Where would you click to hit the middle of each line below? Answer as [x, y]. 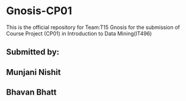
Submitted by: [33, 52]
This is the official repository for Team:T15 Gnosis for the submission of [93, 27]
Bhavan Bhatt [31, 92]
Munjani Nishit [33, 72]
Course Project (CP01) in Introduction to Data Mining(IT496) [79, 33]
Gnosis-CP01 [39, 11]
